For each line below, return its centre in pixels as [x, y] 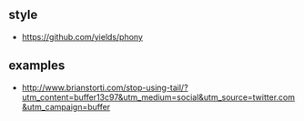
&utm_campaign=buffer [66, 106]
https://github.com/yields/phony [82, 36]
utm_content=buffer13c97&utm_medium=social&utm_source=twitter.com [158, 97]
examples [37, 66]
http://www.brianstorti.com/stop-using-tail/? [105, 87]
